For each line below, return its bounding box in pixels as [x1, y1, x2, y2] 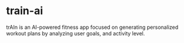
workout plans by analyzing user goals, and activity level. [6, 29, 146, 37]
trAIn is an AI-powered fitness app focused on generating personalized [6, 24, 179, 31]
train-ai [6, 4, 43, 18]
